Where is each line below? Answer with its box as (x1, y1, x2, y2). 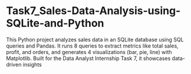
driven (6, 60, 22, 68)
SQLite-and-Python (6, 16, 104, 30)
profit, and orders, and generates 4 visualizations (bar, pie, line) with (6, 48, 172, 55)
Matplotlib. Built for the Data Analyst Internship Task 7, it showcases (6, 55, 171, 62)
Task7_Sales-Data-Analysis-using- (6, 4, 181, 18)
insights (22, 60, 42, 68)
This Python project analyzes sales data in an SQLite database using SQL (6, 36, 184, 43)
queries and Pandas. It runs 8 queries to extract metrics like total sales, (6, 42, 179, 49)
